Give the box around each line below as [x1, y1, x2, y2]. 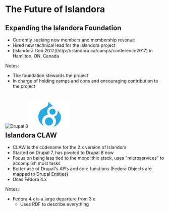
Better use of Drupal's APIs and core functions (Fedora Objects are [12, 166, 152, 172]
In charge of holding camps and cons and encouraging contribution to [12, 78, 158, 84]
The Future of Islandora [5, 4, 105, 15]
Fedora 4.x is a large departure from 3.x [12, 196, 95, 202]
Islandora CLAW [5, 131, 57, 139]
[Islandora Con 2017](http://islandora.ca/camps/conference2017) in [12, 48, 153, 53]
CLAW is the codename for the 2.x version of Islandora [12, 145, 127, 151]
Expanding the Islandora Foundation [5, 24, 122, 32]
